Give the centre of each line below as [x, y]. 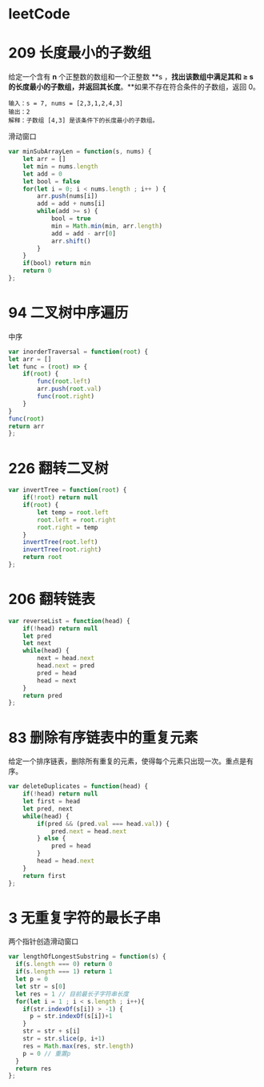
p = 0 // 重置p [47, 1053]
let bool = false [52, 181]
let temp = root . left [73, 512]
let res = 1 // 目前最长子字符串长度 [72, 994]
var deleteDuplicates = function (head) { [78, 787]
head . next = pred [66, 666]
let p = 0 [32, 979]
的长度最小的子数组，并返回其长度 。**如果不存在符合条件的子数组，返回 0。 [134, 87]
